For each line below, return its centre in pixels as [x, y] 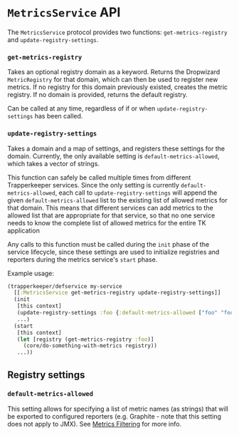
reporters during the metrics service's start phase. [83, 259]
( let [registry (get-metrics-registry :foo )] [85, 339]
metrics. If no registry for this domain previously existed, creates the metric [118, 87]
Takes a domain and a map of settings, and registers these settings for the [116, 148]
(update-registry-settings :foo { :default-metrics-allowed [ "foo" [117, 313]
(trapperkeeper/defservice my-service [65, 286]
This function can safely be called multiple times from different [99, 177]
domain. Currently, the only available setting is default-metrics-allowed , [113, 156]
